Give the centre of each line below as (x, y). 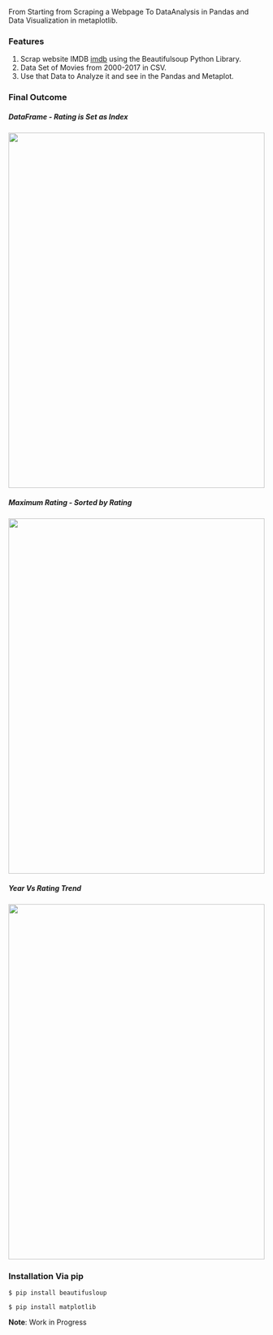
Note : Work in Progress (48, 1322)
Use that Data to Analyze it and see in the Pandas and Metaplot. (127, 76)
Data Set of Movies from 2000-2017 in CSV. (93, 67)
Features (26, 41)
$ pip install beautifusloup (58, 1293)
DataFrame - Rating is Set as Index (68, 116)
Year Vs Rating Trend (45, 888)
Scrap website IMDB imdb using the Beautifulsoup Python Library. (131, 59)
